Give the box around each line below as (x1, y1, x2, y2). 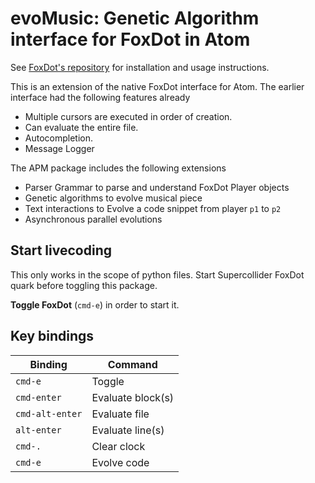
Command (107, 357, 158, 371)
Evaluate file (91, 407, 150, 421)
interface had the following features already (10, 91, 191, 103)
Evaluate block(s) (91, 390, 175, 404)
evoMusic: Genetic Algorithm (10, 7, 260, 30)
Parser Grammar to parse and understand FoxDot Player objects (24, 181, 290, 193)
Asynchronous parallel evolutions (24, 213, 163, 225)
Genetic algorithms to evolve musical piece (24, 192, 203, 204)
